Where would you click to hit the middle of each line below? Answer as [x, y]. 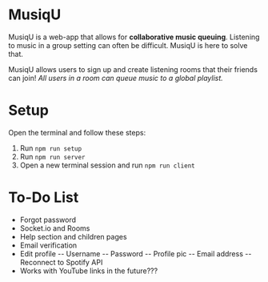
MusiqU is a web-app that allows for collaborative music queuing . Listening [134, 37]
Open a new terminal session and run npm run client [107, 165]
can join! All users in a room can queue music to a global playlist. [116, 78]
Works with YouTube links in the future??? [89, 271]
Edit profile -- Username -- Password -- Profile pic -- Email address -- [136, 253]
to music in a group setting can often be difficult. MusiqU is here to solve [128, 45]
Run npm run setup [51, 148]
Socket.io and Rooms [55, 228]
